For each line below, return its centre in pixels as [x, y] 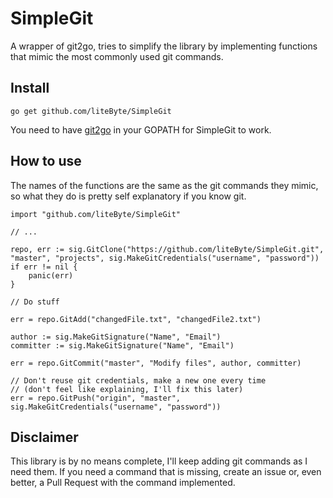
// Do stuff [35, 302]
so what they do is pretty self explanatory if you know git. [128, 196]
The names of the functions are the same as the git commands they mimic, [164, 185]
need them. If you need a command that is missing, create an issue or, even [166, 472]
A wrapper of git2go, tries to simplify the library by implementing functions [164, 46]
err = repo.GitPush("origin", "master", [96, 398]
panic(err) [51, 275]
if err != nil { [44, 267]
